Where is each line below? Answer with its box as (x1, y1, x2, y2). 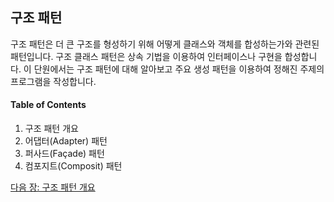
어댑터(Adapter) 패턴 (24, 135, 108, 147)
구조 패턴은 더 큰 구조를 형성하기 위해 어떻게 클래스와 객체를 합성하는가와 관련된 (10, 38, 320, 50)
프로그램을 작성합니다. (10, 75, 97, 87)
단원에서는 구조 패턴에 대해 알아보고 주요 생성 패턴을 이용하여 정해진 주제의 (33, 63, 325, 75)
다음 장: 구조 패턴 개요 (10, 181, 96, 193)
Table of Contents (10, 99, 87, 111)
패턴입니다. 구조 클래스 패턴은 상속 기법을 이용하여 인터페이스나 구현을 (10, 50, 283, 62)
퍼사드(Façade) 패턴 (24, 148, 105, 160)
